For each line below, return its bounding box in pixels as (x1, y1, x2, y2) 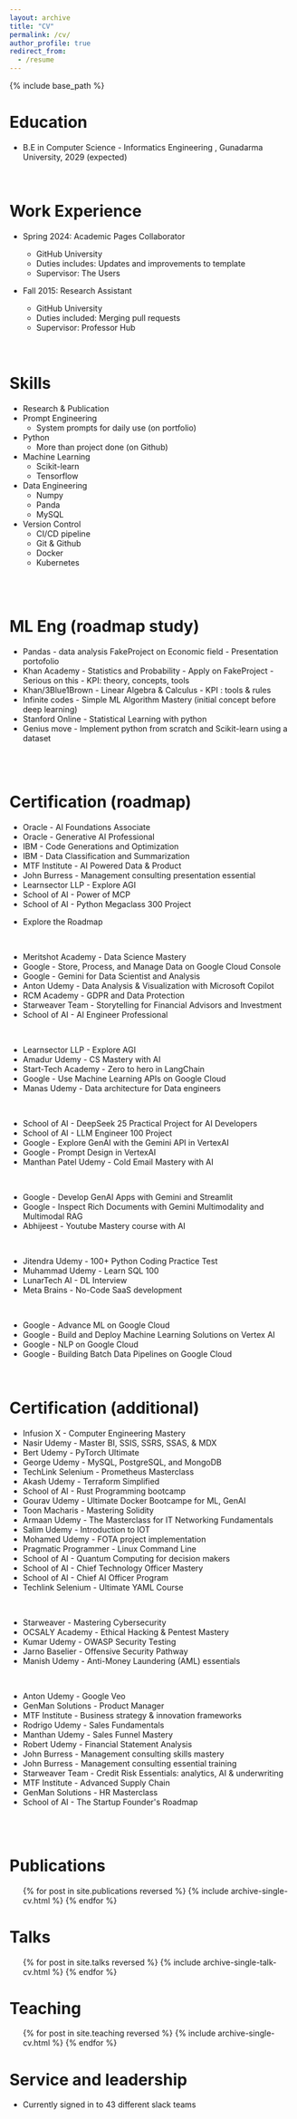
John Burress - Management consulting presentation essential (22, 869, 256, 880)
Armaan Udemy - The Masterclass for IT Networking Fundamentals (22, 1514, 273, 1525)
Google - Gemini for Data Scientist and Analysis (22, 971, 201, 982)
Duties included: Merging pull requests (35, 312, 181, 323)
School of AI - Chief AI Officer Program (22, 1572, 169, 1582)
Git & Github (35, 537, 81, 548)
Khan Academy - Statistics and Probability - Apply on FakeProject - (22, 665, 274, 676)
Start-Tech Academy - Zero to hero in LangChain (22, 1063, 206, 1074)
